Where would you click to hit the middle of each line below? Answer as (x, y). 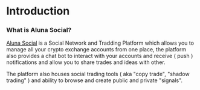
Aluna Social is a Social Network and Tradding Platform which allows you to (100, 43)
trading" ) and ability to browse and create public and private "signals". (95, 80)
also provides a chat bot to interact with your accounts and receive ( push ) (100, 56)
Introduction (38, 11)
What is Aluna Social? (39, 30)
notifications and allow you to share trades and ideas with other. (86, 62)
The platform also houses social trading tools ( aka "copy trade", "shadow (98, 74)
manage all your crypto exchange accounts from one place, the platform (96, 50)
